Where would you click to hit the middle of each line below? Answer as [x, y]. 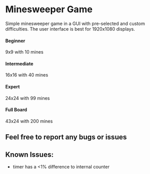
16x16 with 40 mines [27, 75]
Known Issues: [29, 154]
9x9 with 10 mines [24, 52]
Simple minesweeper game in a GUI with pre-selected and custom [75, 23]
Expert [13, 86]
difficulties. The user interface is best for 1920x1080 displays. [70, 29]
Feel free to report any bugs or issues [66, 137]
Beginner [15, 41]
